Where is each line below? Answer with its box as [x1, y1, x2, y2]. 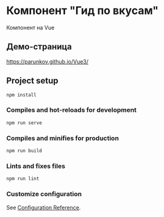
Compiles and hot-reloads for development [6, 106, 137, 114]
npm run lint [6, 175, 40, 182]
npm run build [6, 148, 43, 154]
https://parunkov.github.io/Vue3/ [6, 57, 89, 65]
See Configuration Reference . [6, 204, 81, 211]
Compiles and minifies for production [6, 134, 119, 142]
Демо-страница [6, 42, 72, 52]
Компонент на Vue [6, 24, 55, 31]
